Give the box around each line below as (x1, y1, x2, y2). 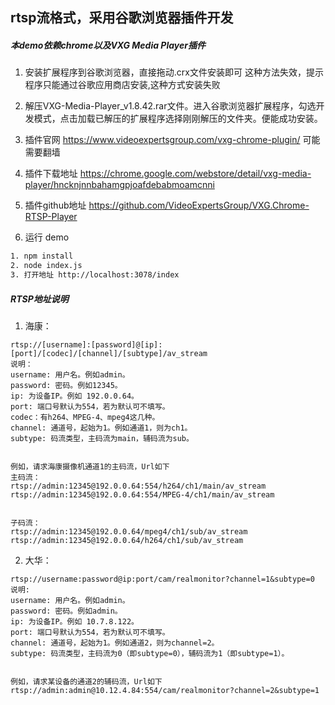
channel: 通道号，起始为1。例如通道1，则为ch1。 (10, 423, 193, 433)
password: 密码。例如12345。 (10, 380, 123, 390)
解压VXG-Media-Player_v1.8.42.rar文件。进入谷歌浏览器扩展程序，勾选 (24, 100, 317, 112)
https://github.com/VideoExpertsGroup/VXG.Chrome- (88, 199, 310, 212)
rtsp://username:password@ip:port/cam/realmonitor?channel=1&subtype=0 (10, 574, 315, 584)
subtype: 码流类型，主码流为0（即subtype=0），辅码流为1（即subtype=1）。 (10, 648, 290, 658)
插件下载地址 (24, 168, 78, 180)
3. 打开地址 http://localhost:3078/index (10, 270, 180, 280)
